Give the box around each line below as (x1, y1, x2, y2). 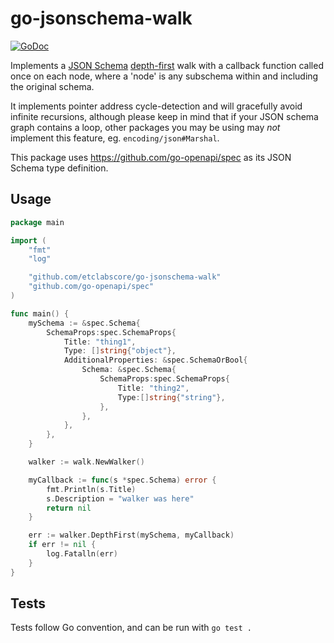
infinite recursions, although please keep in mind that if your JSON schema (10, 110, 319, 122)
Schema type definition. (10, 162, 109, 174)
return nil (46, 503, 92, 513)
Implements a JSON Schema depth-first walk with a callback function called (10, 59, 324, 71)
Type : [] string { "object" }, (63, 346, 177, 356)
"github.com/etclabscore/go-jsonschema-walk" (28, 272, 222, 282)
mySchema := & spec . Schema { (28, 318, 141, 328)
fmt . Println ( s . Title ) (46, 484, 137, 494)
